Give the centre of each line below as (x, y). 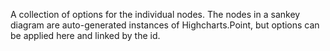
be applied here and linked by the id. (85, 35)
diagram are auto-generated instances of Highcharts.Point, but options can (165, 25)
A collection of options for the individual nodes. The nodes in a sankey (155, 14)
